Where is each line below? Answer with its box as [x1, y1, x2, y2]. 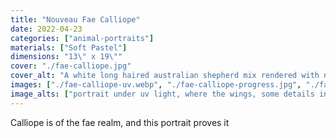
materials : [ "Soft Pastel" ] [10, 42, 128, 53]
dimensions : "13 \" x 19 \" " [10, 52, 123, 62]
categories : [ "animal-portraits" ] [10, 33, 155, 43]
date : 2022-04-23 [10, 24, 83, 34]
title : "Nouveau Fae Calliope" [10, 14, 141, 25]
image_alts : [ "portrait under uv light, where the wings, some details [10, 89, 315, 99]
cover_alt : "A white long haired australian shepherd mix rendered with [10, 71, 320, 81]
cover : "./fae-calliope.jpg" [10, 61, 132, 71]
